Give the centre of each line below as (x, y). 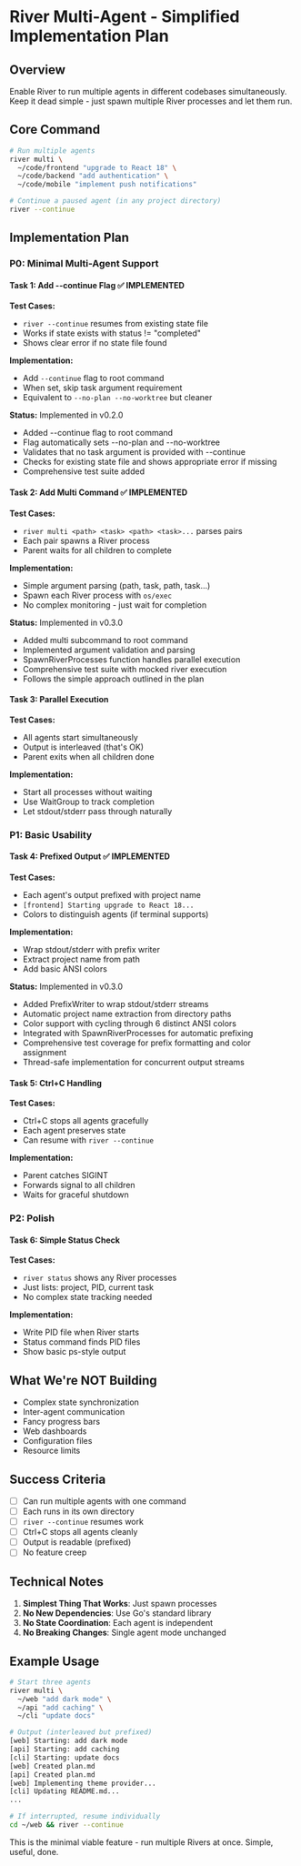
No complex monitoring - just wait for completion (115, 605)
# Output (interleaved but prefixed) (81, 1732)
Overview (38, 70)
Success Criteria (58, 1479)
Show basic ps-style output (74, 1352)
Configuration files (57, 1441)
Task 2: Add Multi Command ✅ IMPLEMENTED (99, 492)
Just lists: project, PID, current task (88, 1287)
